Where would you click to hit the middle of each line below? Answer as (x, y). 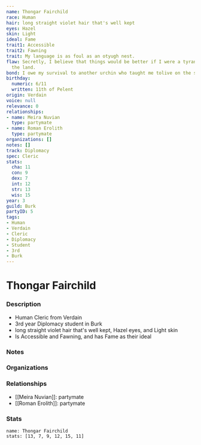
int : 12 (21, 184)
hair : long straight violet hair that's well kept (71, 23)
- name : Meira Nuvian (33, 117)
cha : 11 (21, 167)
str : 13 (21, 189)
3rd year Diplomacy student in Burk (59, 324)
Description (24, 304)
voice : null (21, 100)
